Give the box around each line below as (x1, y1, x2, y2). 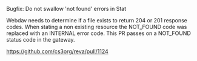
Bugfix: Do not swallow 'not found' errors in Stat (6, 5, 127, 12)
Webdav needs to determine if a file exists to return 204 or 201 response (6, 17, 188, 24)
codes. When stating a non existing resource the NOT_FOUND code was (6, 24, 187, 30)
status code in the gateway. (6, 36, 75, 43)
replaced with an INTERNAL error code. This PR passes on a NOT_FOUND (6, 30, 191, 37)
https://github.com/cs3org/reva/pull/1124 (6, 48, 109, 55)
